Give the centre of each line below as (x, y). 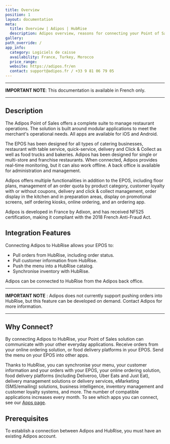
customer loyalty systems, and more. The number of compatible (72, 392)
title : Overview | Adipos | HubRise (48, 29)
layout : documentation (29, 19)
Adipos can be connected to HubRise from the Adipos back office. (74, 281)
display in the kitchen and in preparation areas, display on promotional (78, 196)
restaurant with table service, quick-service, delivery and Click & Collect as (83, 149)
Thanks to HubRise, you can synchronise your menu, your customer (76, 365)
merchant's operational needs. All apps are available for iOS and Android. (82, 134)
